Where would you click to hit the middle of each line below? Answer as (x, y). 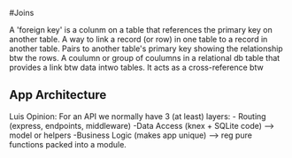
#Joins (22, 13)
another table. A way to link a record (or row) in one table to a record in (138, 39)
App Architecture (58, 95)
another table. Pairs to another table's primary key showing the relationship (146, 49)
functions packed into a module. (68, 144)
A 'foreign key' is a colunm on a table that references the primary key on (141, 30)
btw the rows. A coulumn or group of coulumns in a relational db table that (145, 58)
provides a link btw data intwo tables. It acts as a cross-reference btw (136, 67)
